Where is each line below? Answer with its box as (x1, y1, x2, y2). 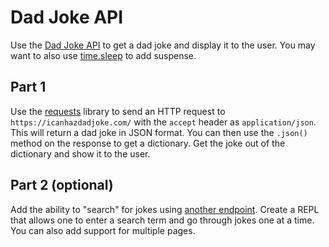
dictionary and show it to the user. (10, 147, 151, 160)
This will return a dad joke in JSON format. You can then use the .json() (10, 126, 308, 138)
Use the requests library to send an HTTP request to (10, 105, 226, 117)
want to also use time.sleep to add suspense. (10, 49, 197, 61)
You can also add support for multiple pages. (10, 224, 196, 236)
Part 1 (10, 79, 47, 96)
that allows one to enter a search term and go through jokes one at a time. (10, 214, 315, 226)
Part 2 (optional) (10, 177, 114, 194)
